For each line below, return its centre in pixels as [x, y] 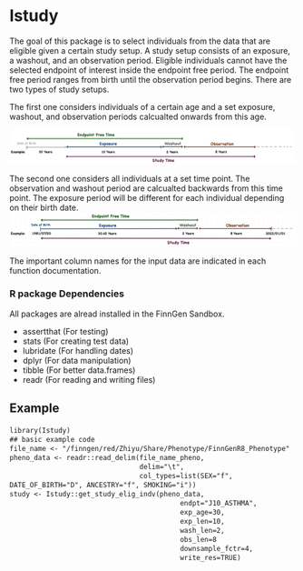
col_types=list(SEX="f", [186, 476]
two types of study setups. [59, 89]
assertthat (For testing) [65, 331]
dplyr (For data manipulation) [77, 360]
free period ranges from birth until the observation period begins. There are [151, 79]
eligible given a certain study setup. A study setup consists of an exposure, [150, 50]
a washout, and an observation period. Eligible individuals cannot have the [148, 60]
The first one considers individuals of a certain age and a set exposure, [142, 106]
